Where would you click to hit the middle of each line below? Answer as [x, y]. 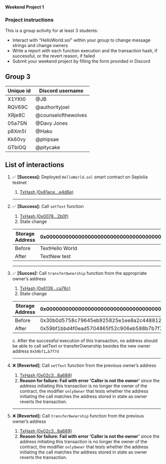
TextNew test [56, 256]
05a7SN [17, 123]
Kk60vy [17, 139]
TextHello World [59, 248]
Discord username [61, 91]
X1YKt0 [17, 99]
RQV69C [18, 107]
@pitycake [48, 147]
